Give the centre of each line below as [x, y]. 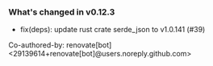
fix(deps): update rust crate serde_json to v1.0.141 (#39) [113, 30]
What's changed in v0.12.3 [62, 12]
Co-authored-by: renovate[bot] [60, 45]
